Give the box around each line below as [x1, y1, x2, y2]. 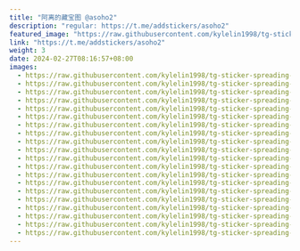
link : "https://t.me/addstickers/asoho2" [9, 37, 166, 47]
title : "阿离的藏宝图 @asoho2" [9, 12, 118, 22]
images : [9, 63, 38, 72]
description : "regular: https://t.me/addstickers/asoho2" [9, 21, 229, 30]
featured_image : [9, 29, 70, 38]
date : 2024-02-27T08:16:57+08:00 [9, 54, 134, 63]
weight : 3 [9, 46, 46, 55]
